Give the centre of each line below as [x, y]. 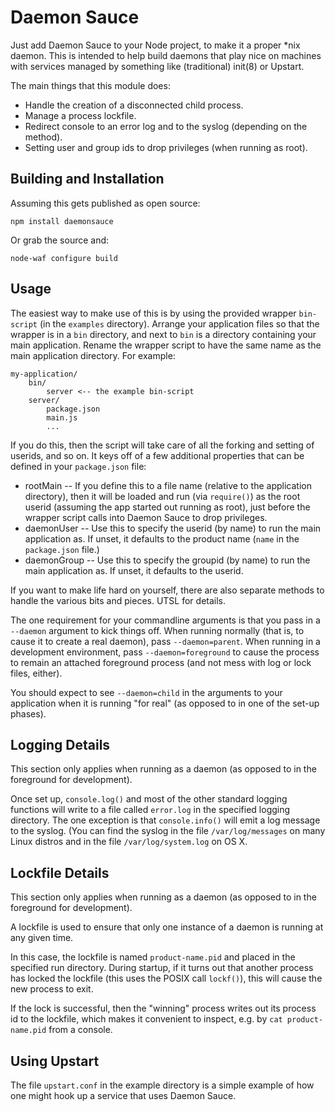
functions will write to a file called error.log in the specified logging [150, 810]
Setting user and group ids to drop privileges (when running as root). [166, 147]
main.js [62, 417]
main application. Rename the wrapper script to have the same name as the [166, 345]
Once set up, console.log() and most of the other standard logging [149, 799]
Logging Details [60, 744]
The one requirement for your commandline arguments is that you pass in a [165, 620]
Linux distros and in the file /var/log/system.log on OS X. [129, 842]
